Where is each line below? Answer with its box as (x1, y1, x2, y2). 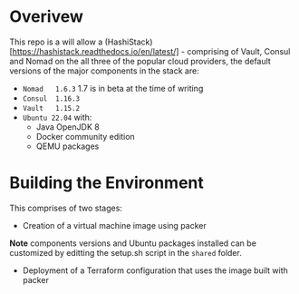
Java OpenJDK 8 (35, 121, 100, 132)
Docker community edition (35, 131, 136, 142)
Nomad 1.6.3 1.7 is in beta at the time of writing (22, 83, 204, 93)
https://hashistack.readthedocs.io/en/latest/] (12, 45, 179, 56)
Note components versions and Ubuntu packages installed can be (9, 238, 256, 249)
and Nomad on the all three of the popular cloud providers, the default (9, 55, 272, 66)
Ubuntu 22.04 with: (22, 112, 92, 122)
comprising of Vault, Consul (187, 45, 291, 56)
